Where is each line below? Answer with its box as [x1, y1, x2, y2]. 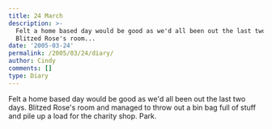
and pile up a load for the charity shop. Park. [8, 110, 157, 121]
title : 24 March [8, 11, 63, 20]
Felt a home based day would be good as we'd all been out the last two [8, 94, 246, 103]
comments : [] [8, 64, 53, 73]
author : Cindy [8, 57, 57, 65]
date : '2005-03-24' [8, 42, 74, 50]
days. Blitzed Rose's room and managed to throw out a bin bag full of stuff [8, 102, 257, 112]
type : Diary [8, 72, 49, 80]
